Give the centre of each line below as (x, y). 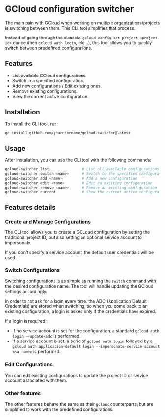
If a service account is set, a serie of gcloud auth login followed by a (82, 341)
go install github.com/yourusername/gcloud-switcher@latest (68, 133)
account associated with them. (36, 380)
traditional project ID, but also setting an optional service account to (74, 237)
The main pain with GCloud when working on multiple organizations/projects (82, 23)
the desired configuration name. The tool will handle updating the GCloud (79, 286)
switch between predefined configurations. (49, 48)
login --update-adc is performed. (46, 336)
